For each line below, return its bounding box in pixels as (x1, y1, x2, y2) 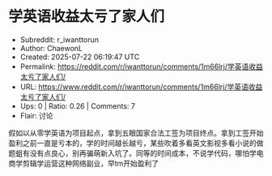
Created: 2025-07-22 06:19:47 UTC (19, 52, 140, 62)
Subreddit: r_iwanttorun (19, 34, 100, 45)
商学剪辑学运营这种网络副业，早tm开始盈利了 (8, 158, 159, 168)
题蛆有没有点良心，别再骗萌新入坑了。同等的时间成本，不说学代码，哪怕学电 (8, 148, 264, 158)
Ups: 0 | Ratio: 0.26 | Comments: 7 (19, 101, 136, 110)
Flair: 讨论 (19, 110, 53, 120)
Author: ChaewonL (19, 43, 83, 53)
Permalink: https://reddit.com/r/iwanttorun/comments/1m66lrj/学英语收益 (19, 62, 263, 71)
